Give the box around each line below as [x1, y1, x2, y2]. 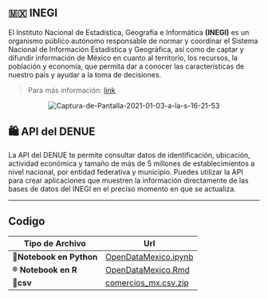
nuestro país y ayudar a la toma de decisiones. [8, 69, 162, 79]
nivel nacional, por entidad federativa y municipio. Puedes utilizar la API [8, 167, 243, 176]
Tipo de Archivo [23, 238, 86, 250]
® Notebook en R [12, 265, 77, 276]
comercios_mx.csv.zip [104, 277, 189, 289]
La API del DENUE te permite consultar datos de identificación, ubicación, [8, 150, 251, 159]
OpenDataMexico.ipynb [104, 251, 194, 262]
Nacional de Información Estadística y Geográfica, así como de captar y [8, 44, 245, 54]
